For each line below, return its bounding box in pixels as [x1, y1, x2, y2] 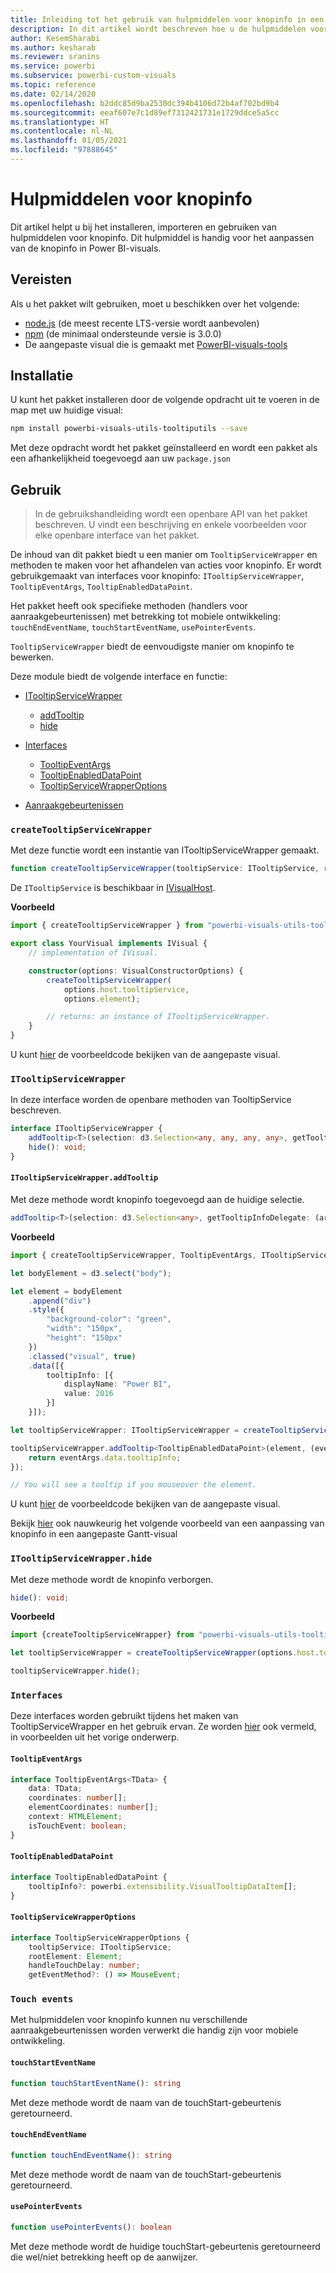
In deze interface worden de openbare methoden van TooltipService [10, 1094, 292, 1106]
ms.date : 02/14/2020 [10, 89, 97, 99]
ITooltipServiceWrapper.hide [10, 1553, 153, 1565]
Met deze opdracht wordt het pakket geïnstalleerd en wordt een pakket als [10, 442, 318, 454]
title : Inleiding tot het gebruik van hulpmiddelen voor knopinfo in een [10, 14, 325, 25]
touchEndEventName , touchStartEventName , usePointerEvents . [10, 621, 257, 633]
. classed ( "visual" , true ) [28, 1351, 137, 1361]
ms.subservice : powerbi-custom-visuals [10, 71, 177, 81]
